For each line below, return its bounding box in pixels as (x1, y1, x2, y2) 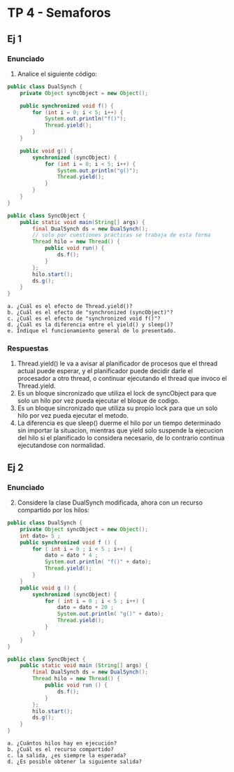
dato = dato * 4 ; (44, 552, 98, 559)
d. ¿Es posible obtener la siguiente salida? (7, 758, 142, 766)
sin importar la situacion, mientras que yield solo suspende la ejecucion (17, 426, 224, 435)
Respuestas (7, 344, 49, 353)
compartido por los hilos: (17, 506, 89, 514)
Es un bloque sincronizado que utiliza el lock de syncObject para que (17, 389, 217, 398)
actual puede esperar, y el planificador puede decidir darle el (17, 367, 193, 375)
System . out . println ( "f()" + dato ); (44, 559, 152, 566)
